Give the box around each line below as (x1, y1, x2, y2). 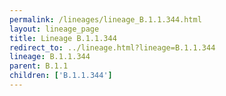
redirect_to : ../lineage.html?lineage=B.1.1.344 (9, 42, 216, 53)
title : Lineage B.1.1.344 (9, 33, 117, 43)
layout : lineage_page (9, 24, 100, 34)
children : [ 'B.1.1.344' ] (9, 71, 113, 81)
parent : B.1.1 (9, 61, 69, 71)
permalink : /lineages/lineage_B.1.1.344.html (9, 14, 202, 25)
